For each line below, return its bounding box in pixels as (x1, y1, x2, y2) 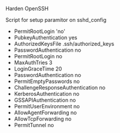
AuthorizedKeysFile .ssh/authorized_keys (14, 41, 115, 47)
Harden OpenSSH (5, 5, 49, 12)
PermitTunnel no (14, 122, 54, 128)
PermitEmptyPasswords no (14, 78, 80, 85)
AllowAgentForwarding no (14, 109, 77, 116)
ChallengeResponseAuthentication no (14, 84, 106, 91)
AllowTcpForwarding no (14, 115, 72, 122)
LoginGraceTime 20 (14, 65, 62, 72)
